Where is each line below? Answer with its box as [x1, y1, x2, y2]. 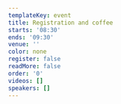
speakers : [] [8, 84, 51, 92]
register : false [8, 56, 61, 63]
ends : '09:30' [8, 33, 55, 41]
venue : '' [8, 41, 41, 48]
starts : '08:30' [8, 26, 61, 34]
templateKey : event [8, 11, 72, 20]
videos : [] [8, 77, 44, 84]
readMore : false [8, 63, 61, 70]
